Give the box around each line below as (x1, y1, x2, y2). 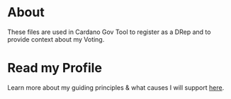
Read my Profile (7, 60, 103, 76)
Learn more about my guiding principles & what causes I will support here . (7, 83, 225, 92)
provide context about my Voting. (7, 35, 105, 43)
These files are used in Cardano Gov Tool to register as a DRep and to (7, 28, 211, 36)
